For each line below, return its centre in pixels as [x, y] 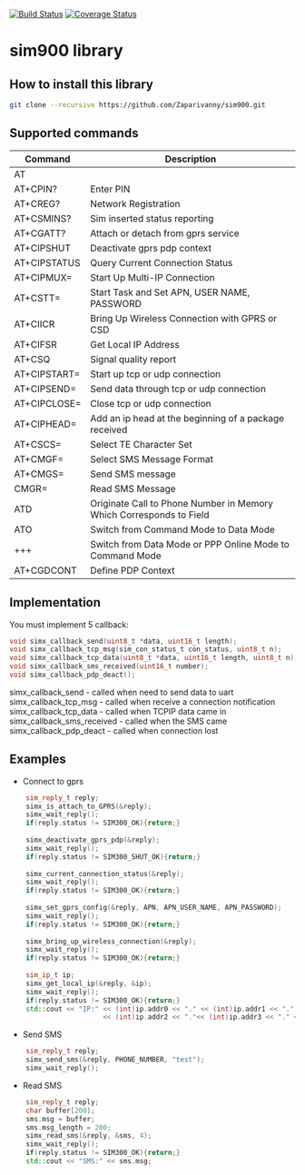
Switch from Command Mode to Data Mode [182, 529]
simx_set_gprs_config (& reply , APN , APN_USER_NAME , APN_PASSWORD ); [154, 908]
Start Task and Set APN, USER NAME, [170, 292]
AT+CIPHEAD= [45, 424]
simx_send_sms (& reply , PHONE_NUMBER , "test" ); [115, 1060]
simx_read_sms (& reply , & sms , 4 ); [89, 1136]
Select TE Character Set [141, 444]
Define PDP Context [133, 570]
